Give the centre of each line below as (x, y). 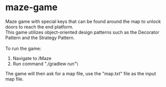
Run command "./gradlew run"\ (45, 64)
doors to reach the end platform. (40, 26)
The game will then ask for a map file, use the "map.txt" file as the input (81, 73)
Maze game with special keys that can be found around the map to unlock (83, 21)
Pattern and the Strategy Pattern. (40, 38)
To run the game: (23, 48)
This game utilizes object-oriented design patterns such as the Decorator (82, 32)
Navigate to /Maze (32, 58)
